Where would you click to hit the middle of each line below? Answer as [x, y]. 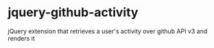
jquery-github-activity [73, 13]
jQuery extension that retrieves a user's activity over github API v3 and [108, 31]
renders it [21, 38]
